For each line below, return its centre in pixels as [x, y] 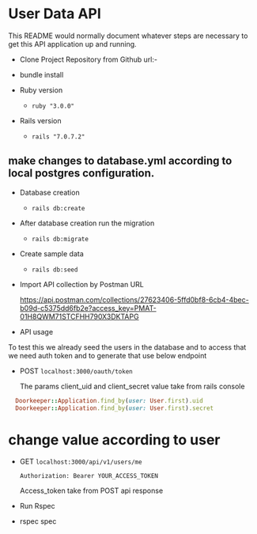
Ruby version [41, 90]
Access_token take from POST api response [91, 490]
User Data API [55, 14]
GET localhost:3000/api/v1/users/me [81, 462]
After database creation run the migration [87, 223]
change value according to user [114, 439]
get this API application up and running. [72, 44]
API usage [36, 331]
